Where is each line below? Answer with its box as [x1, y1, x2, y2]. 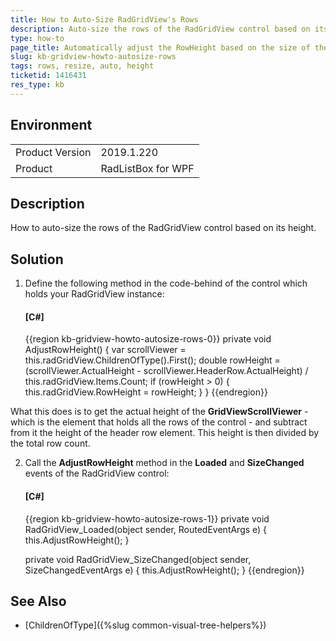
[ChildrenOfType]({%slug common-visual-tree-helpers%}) [24, 619, 267, 631]
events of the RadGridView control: [24, 467, 170, 480]
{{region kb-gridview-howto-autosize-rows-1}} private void [24, 512, 270, 525]
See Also [10, 592, 67, 610]
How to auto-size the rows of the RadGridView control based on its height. [10, 222, 317, 234]
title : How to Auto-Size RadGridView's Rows [10, 14, 199, 25]
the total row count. [10, 437, 91, 450]
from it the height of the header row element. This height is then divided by [10, 427, 320, 439]
